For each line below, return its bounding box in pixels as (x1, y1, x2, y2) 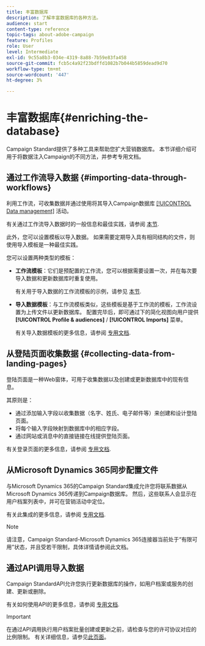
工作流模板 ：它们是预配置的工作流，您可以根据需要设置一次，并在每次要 (15, 267, 197, 274)
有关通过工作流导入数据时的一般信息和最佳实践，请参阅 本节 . (6, 220, 159, 227)
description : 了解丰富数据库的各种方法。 (6, 15, 101, 21)
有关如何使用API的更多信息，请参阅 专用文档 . (6, 601, 120, 608)
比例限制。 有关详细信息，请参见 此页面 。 (6, 633, 110, 640)
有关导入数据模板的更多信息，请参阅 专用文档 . (15, 329, 131, 336)
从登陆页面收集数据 (6, 348, 79, 359)
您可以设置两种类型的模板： (6, 254, 76, 261)
